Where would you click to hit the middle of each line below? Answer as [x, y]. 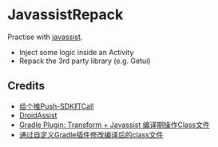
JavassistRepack [65, 15]
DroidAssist [38, 115]
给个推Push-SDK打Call [56, 106]
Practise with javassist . [45, 37]
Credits [26, 86]
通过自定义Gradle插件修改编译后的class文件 [91, 134]
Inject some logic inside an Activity [76, 52]
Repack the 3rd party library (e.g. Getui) [85, 61]
